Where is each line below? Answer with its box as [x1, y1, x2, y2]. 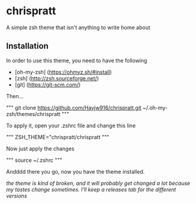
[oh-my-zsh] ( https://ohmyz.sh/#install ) [14, 68, 112, 76]
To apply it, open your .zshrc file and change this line [6, 122, 136, 129]
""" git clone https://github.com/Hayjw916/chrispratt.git [6, 104, 141, 111]
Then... [6, 92, 24, 99]
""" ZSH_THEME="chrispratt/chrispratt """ [6, 133, 109, 140]
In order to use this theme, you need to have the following [6, 57, 147, 64]
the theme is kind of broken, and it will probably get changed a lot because [6, 180, 191, 187]
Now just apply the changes [6, 145, 75, 152]
